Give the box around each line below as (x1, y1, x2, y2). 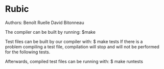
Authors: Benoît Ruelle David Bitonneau (5, 20, 84, 25)
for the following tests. (5, 49, 50, 55)
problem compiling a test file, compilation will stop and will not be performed (5, 44, 160, 49)
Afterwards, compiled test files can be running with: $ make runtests (5, 58, 143, 64)
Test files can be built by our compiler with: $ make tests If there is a (5, 38, 143, 45)
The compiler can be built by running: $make (5, 29, 96, 35)
